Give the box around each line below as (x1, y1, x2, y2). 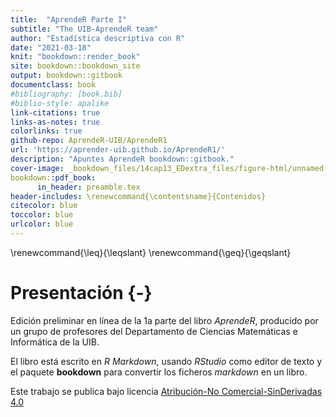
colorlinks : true (10, 126, 83, 136)
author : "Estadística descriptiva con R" (10, 33, 186, 43)
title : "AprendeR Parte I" (10, 14, 128, 25)
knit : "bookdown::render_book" (10, 52, 141, 62)
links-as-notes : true (10, 117, 101, 127)
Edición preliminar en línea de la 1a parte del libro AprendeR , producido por (10, 314, 319, 326)
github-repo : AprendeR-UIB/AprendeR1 (10, 136, 168, 146)
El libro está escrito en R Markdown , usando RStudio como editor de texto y (10, 355, 323, 367)
